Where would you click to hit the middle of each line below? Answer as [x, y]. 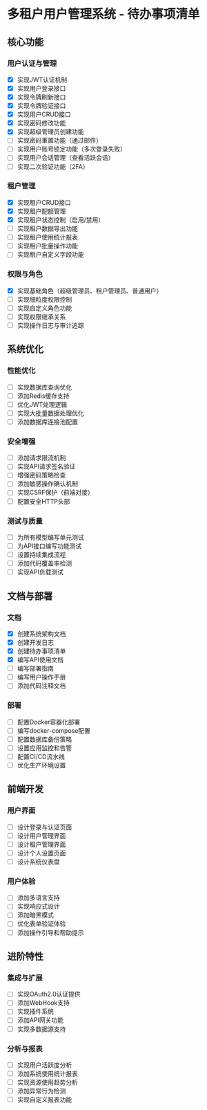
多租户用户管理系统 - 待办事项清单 [103, 14]
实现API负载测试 [40, 572]
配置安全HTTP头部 [43, 501]
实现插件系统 [35, 1012]
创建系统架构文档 [41, 633]
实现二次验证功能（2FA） [53, 166]
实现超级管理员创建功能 [50, 131]
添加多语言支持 [38, 898]
